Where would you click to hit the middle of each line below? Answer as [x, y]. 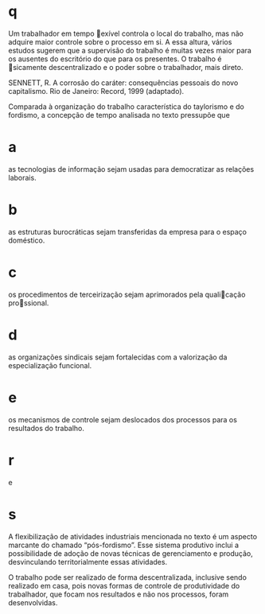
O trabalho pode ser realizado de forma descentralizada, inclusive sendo [127, 577]
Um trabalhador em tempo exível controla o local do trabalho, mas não [126, 33]
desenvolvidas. [33, 602]
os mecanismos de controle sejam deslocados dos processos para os [123, 419]
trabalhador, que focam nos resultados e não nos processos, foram [119, 594]
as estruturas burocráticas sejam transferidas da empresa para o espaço [128, 231]
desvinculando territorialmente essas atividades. [88, 562]
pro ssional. [29, 303]
